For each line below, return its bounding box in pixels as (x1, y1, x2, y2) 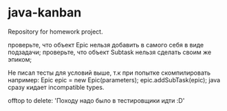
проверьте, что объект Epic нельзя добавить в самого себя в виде (8, 40, 204, 49)
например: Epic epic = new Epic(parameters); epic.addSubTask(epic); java (8, 75, 221, 84)
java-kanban (8, 5, 82, 21)
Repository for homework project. (8, 27, 103, 36)
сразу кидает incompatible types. (8, 83, 105, 91)
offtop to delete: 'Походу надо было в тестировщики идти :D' (8, 96, 185, 104)
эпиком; (8, 55, 32, 63)
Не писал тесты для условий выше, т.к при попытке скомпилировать (8, 69, 211, 77)
